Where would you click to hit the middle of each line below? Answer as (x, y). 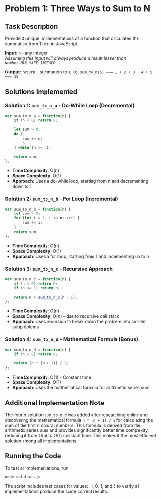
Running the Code (33, 456)
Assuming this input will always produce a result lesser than (66, 58)
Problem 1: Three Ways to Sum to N (78, 9)
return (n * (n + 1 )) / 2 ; (41, 363)
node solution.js (23, 477)
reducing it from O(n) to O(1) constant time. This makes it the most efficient (81, 435)
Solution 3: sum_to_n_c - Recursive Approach (59, 269)
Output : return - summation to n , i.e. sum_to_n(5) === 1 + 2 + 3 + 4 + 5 (79, 72)
